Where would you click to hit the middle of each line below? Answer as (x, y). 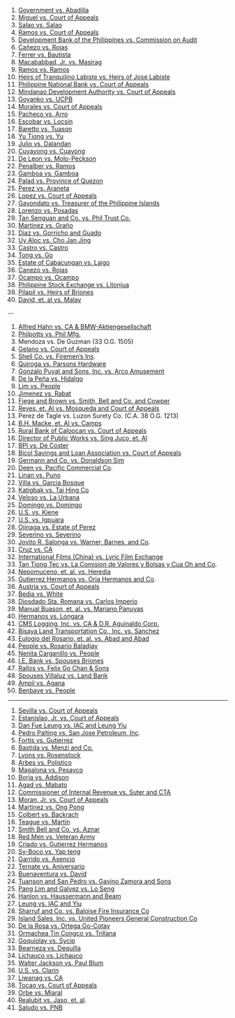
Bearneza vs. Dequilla (49, 948)
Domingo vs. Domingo (50, 505)
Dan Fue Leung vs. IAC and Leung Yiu (73, 725)
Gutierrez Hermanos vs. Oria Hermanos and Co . (87, 579)
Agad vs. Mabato (43, 785)
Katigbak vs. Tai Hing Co (53, 490)
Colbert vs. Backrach (48, 814)
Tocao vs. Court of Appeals (57, 985)
